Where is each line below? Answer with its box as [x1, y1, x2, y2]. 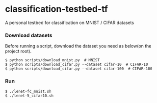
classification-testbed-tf [5, 3, 108, 15]
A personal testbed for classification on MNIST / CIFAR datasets [5, 20, 134, 26]
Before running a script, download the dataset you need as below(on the [5, 43, 152, 49]
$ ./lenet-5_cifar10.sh [5, 93, 54, 98]
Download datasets [5, 32, 52, 39]
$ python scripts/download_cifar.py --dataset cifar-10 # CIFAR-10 [5, 62, 148, 67]
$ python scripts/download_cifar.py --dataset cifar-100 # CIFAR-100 [5, 66, 153, 72]
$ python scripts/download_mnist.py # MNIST [5, 58, 100, 63]
